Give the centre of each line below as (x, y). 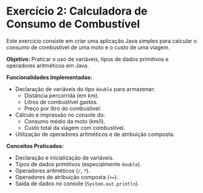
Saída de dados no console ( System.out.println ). (77, 183)
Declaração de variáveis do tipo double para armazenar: (85, 89)
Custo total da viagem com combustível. (75, 127)
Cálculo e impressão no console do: (60, 115)
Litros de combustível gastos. (61, 102)
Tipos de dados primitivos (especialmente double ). (78, 164)
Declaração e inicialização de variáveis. (64, 157)
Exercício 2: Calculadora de (77, 11)
